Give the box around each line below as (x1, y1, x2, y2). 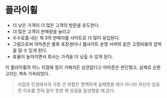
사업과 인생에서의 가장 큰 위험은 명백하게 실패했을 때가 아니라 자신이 (17, 81, 151, 87)
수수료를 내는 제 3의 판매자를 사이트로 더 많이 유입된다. (12, 35, 120, 41)
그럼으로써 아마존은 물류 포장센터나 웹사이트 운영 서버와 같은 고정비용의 (12, 41, 152, 47)
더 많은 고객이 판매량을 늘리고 (12, 28, 70, 34)
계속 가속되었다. (18, 70, 50, 76)
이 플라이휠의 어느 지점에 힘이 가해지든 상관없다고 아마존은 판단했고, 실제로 (5, 64, 152, 70)
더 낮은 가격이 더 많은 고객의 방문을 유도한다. (12, 22, 100, 28)
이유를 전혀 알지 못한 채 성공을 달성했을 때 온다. (23, 87, 116, 93)
